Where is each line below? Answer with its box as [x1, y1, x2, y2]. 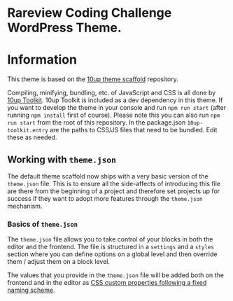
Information [7, 52, 77, 68]
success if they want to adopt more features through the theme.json [7, 194, 203, 202]
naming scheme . [7, 286, 55, 295]
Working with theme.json [7, 153, 117, 165]
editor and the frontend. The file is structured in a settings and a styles [7, 243, 215, 251]
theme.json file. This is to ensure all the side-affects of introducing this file [7, 179, 221, 188]
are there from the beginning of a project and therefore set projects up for [7, 187, 220, 195]
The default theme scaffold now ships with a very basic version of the [7, 171, 209, 180]
